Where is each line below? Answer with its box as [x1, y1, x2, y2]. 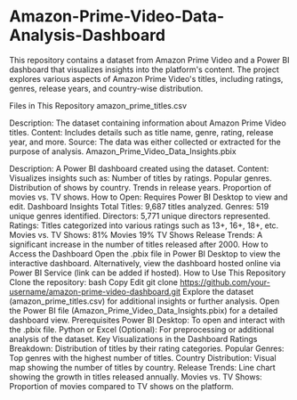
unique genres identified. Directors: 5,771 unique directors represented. [9, 210, 271, 221]
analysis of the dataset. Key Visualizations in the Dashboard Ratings [9, 333, 258, 344]
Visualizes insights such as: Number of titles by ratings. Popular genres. [9, 172, 273, 184]
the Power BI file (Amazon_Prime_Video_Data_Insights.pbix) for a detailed [9, 305, 278, 315]
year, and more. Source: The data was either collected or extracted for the [9, 136, 282, 147]
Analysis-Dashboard [9, 25, 166, 45]
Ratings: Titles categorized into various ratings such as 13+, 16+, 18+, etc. [9, 220, 279, 231]
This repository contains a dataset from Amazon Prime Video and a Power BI [9, 54, 290, 65]
